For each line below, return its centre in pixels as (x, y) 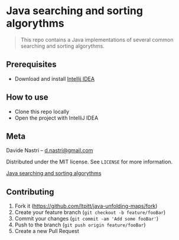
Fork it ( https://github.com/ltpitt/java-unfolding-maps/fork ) (86, 206)
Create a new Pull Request (47, 231)
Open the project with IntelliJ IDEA (56, 118)
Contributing (30, 192)
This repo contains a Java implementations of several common (97, 40)
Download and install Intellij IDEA (55, 78)
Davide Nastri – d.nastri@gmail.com (50, 150)
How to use (27, 98)
